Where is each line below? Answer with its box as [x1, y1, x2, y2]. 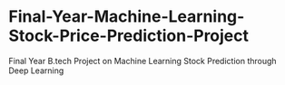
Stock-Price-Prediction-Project [8, 25, 250, 46]
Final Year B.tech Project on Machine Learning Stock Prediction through [8, 55, 278, 66]
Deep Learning [8, 65, 64, 76]
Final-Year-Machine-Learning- [8, 6, 245, 27]
